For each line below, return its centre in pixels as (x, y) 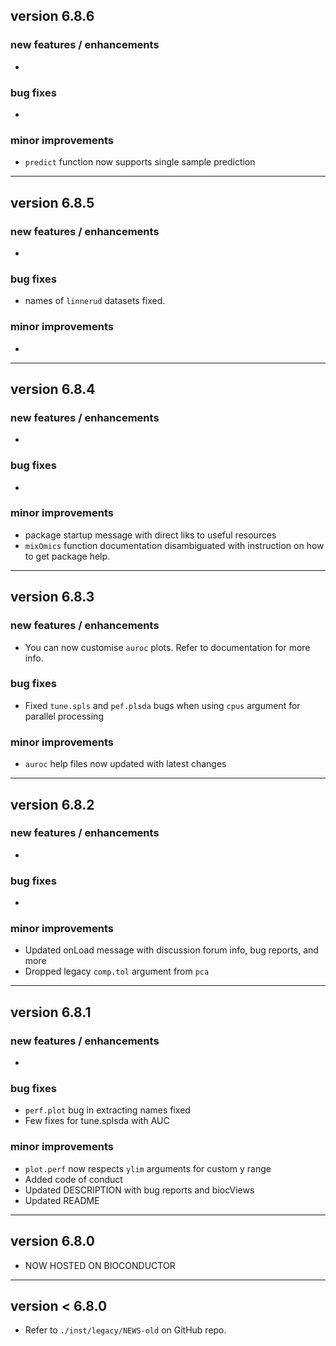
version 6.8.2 (52, 804)
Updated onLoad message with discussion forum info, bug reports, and (171, 950)
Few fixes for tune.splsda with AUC (97, 1121)
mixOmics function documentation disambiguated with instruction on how (174, 545)
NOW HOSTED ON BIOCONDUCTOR (100, 1265)
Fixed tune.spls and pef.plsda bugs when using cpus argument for (162, 705)
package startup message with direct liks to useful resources (150, 535)
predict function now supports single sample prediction (140, 162)
